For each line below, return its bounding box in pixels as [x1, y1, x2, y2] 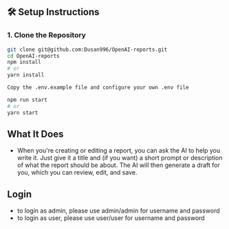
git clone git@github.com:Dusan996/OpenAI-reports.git [7, 46, 168, 53]
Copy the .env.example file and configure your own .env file [7, 84, 189, 91]
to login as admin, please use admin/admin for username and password [17, 206, 220, 215]
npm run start [7, 96, 48, 103]
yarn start [7, 109, 39, 116]
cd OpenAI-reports [7, 52, 60, 59]
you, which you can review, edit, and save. [17, 168, 138, 177]
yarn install [7, 72, 45, 78]
